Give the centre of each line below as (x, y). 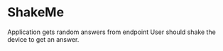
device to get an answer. (43, 39)
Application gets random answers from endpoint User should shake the (112, 32)
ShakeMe (36, 12)
